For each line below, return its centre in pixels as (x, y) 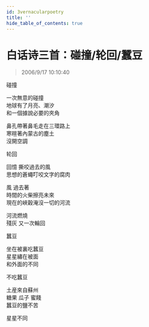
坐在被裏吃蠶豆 (25, 249)
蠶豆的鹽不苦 (22, 305)
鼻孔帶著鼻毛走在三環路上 (38, 126)
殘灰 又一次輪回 (26, 223)
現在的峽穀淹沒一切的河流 (38, 203)
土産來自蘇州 (22, 290)
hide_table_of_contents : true (45, 23)
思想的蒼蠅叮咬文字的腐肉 (38, 174)
